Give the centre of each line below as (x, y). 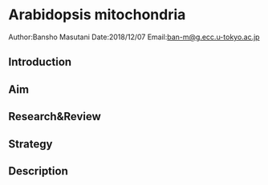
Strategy (30, 144)
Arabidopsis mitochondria (97, 15)
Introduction (40, 62)
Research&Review (55, 117)
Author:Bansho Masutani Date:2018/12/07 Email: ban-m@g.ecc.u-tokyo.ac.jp (134, 37)
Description (38, 171)
